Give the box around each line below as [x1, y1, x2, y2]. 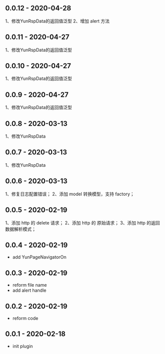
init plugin [12, 343, 33, 349]
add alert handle [12, 287, 47, 293]
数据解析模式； [5, 226, 36, 232]
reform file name [12, 282, 47, 288]
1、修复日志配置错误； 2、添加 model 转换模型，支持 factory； [5, 191, 134, 197]
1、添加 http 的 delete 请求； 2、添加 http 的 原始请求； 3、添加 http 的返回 [5, 219, 160, 225]
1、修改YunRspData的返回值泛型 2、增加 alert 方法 [5, 18, 110, 24]
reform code [12, 315, 39, 321]
